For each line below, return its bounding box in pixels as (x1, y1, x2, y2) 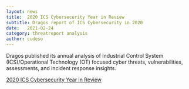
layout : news (6, 8, 38, 15)
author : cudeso (6, 36, 43, 42)
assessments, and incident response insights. (6, 65, 116, 71)
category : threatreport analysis (6, 31, 88, 37)
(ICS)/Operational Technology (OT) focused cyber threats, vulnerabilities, (6, 58, 183, 65)
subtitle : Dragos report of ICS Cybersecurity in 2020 (6, 19, 143, 25)
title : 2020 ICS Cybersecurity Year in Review (6, 14, 125, 20)
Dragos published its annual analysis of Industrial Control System (6, 52, 164, 59)
